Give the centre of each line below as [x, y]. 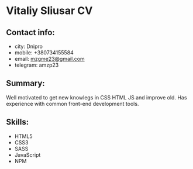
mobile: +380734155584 [44, 53]
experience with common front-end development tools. [73, 104]
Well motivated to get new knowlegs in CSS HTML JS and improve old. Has [96, 97]
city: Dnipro [28, 46]
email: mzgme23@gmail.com [49, 59]
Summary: [25, 83]
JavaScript [27, 155]
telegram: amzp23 [37, 65]
